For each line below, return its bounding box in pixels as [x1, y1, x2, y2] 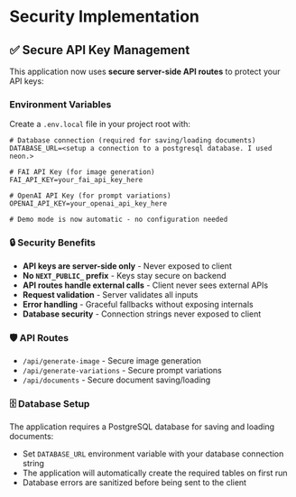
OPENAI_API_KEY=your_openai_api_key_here [9, 199, 168, 208]
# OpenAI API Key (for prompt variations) [9, 191, 171, 200]
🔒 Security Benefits [9, 236, 97, 249]
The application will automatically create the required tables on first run [22, 467, 288, 479]
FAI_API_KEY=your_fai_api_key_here [9, 176, 143, 185]
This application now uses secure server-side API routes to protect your [9, 66, 281, 77]
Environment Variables [9, 97, 112, 110]
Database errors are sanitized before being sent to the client [22, 477, 246, 488]
